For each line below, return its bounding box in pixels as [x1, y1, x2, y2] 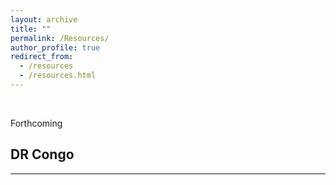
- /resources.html [19, 71, 97, 81]
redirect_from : [10, 52, 74, 62]
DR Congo [10, 146, 75, 163]
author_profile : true [10, 42, 101, 53]
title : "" [10, 24, 52, 34]
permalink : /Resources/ [10, 33, 110, 43]
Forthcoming [10, 117, 63, 129]
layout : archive [10, 14, 78, 25]
